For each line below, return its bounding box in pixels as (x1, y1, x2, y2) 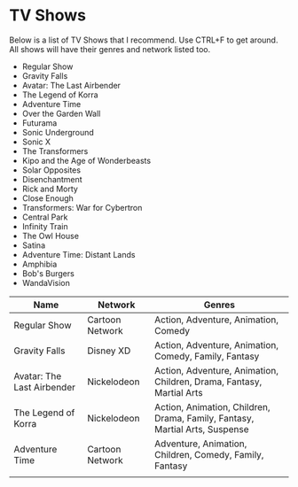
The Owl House (21, 230, 80, 241)
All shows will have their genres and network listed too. (9, 43, 211, 54)
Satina (21, 240, 46, 251)
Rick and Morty (21, 183, 78, 194)
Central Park (21, 212, 68, 222)
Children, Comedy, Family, (154, 448, 264, 460)
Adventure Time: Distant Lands (21, 249, 136, 259)
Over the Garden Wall (21, 108, 101, 119)
